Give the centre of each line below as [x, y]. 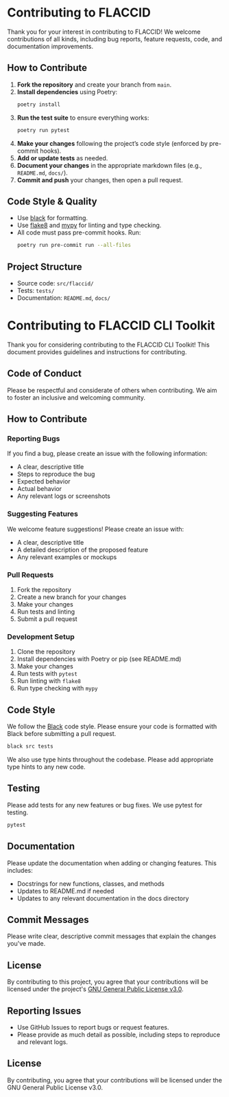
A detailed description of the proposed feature [83, 550]
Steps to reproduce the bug [56, 474]
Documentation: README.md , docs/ [64, 298]
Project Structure [45, 267]
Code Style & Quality [52, 201]
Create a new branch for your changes [72, 597]
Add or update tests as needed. [62, 158]
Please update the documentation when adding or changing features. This [112, 863]
